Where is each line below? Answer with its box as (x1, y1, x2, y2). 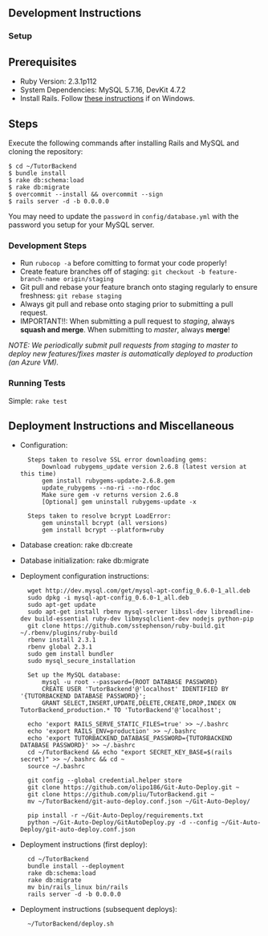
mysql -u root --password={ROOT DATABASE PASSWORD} (41, 678, 218, 686)
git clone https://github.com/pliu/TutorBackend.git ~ (27, 791, 215, 799)
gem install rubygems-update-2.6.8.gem (41, 477, 175, 485)
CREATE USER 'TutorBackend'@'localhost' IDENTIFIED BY (41, 686, 229, 694)
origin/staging (63, 275, 114, 283)
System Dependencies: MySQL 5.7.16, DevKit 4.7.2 (19, 85, 186, 95)
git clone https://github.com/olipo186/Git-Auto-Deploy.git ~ (27, 783, 240, 792)
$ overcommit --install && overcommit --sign (8, 190, 163, 198)
